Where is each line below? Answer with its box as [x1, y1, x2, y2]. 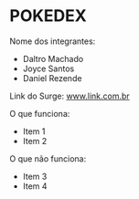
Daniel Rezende [22, 72, 82, 83]
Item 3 [22, 171, 48, 182]
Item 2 [22, 135, 48, 146]
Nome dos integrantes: [9, 36, 96, 47]
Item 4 [22, 180, 48, 192]
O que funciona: [9, 108, 70, 119]
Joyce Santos [22, 63, 75, 74]
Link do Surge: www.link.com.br [9, 90, 130, 101]
